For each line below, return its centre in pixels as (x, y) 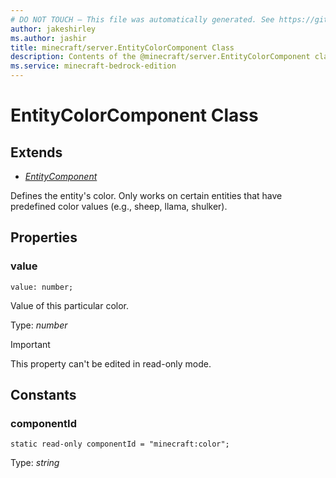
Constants (43, 395)
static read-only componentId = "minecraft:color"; (120, 444)
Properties (44, 237)
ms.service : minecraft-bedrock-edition (93, 66)
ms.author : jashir (48, 38)
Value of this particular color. (70, 305)
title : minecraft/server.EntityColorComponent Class (122, 47)
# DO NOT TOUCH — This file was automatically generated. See (142, 19)
